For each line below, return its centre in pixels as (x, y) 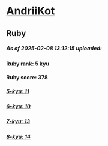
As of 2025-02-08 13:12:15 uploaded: (54, 49)
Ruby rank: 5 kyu (28, 64)
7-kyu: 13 (18, 121)
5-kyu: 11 (18, 91)
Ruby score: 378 (27, 78)
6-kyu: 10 (19, 106)
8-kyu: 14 (19, 136)
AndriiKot (31, 11)
